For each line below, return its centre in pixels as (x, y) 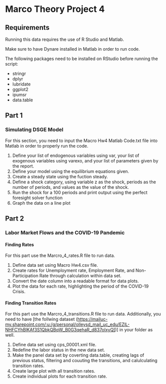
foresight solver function (37, 198)
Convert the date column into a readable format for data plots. (76, 281)
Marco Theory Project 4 (55, 9)
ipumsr (19, 95)
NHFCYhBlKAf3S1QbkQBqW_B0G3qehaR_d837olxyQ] (60, 330)
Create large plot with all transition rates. (54, 371)
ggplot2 (20, 89)
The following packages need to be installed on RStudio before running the (82, 59)
